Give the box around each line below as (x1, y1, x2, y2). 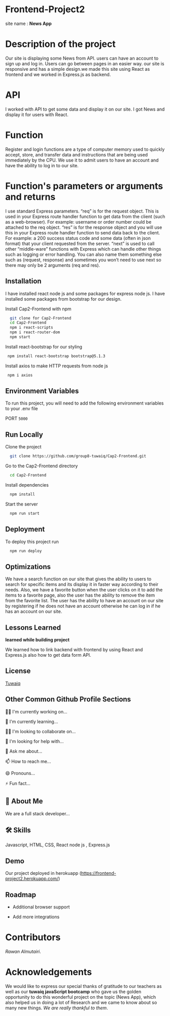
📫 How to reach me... (5, 758, 51, 764)
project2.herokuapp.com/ (5, 875, 59, 882)
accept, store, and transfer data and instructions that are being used (5, 151, 148, 157)
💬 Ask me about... (5, 748, 42, 754)
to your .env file (5, 406, 38, 412)
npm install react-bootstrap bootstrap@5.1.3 (7, 353, 106, 359)
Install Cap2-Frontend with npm (5, 306, 72, 312)
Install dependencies (5, 482, 49, 488)
